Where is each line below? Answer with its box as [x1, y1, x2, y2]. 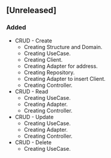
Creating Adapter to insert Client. [23, 75, 106, 82]
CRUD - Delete [14, 138, 52, 146]
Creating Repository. [23, 69, 75, 76]
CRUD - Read [14, 87, 49, 95]
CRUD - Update [14, 113, 54, 120]
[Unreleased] [6, 5, 57, 16]
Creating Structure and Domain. [23, 43, 103, 50]
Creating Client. [23, 56, 63, 63]
